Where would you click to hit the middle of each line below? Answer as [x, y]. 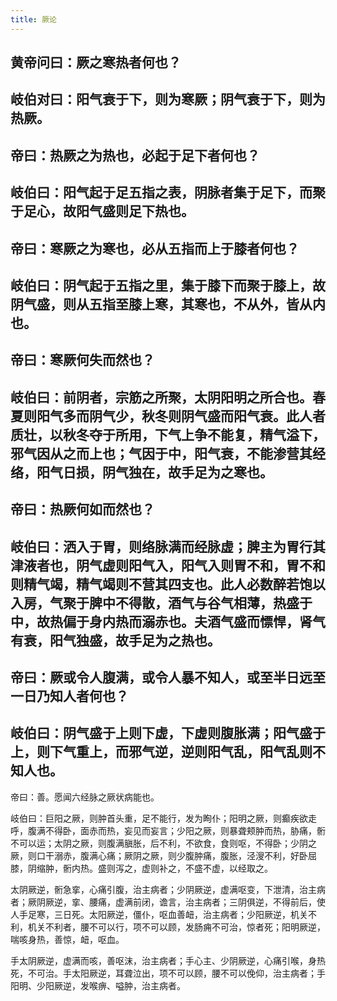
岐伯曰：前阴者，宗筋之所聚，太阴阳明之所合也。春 [168, 397]
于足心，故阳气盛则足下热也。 [102, 211]
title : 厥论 [33, 19]
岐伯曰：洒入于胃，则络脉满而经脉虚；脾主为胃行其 [168, 546]
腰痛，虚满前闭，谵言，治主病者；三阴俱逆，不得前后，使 [207, 902]
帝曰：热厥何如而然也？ [82, 509]
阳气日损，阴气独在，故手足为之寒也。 [154, 472]
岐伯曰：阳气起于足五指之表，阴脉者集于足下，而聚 [168, 192]
